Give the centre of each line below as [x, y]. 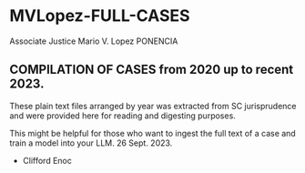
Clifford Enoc [47, 160]
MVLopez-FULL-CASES [100, 16]
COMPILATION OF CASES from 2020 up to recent [152, 70]
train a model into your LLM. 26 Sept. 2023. [91, 143]
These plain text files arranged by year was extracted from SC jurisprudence [153, 106]
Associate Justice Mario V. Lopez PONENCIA [94, 41]
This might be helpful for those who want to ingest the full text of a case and [152, 133]
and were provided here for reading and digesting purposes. [123, 116]
